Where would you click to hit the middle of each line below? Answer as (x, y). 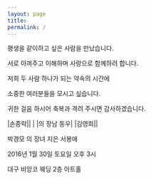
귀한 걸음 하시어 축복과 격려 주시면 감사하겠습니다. (77, 109)
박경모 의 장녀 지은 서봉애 (43, 139)
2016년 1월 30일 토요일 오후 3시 (52, 154)
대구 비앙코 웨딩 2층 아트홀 (44, 169)
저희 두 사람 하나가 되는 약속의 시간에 (59, 78)
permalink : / (27, 27)
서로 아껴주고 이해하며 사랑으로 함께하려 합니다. (73, 63)
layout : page (27, 14)
